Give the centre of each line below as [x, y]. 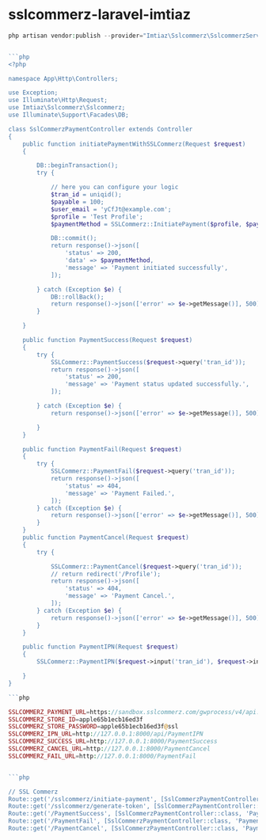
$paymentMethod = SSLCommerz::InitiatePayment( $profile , [146, 224]
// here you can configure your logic [114, 188]
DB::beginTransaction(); [78, 165]
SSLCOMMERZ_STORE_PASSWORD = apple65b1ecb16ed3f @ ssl [93, 727]
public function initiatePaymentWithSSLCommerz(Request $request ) [134, 144]
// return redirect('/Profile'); [105, 574]
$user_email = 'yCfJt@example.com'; [111, 209]
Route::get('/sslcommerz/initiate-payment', [83, 799]
